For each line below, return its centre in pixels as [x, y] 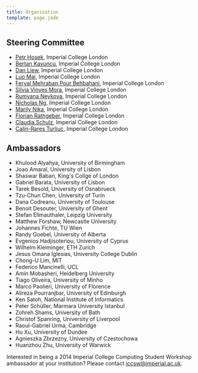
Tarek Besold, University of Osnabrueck [65, 189]
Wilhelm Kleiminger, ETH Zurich [55, 247]
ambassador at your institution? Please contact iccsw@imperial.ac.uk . [94, 364]
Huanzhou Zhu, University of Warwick [63, 345]
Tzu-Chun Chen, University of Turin [60, 195]
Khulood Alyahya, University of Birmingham [70, 163]
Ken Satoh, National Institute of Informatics [69, 300]
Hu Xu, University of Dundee [51, 332]
